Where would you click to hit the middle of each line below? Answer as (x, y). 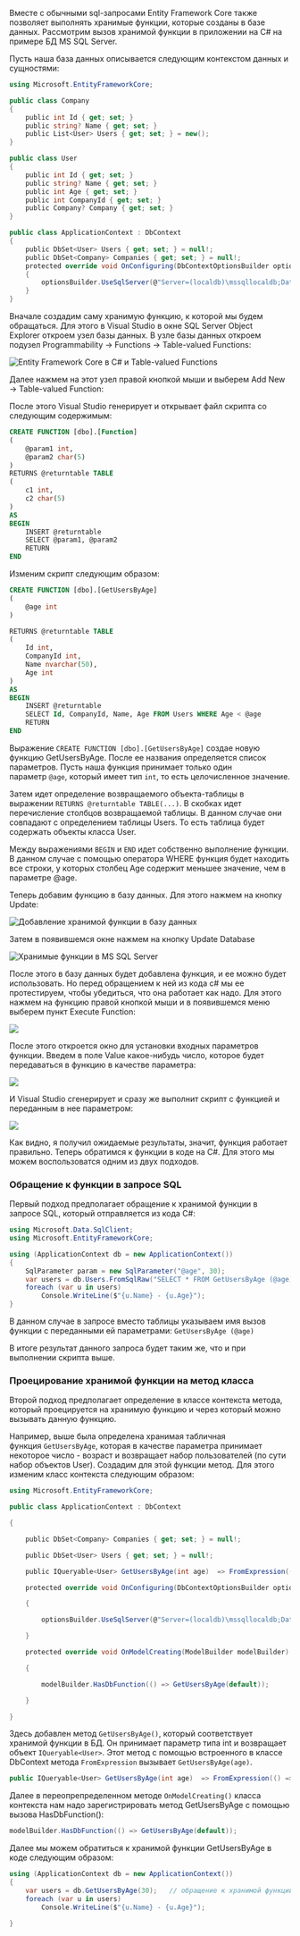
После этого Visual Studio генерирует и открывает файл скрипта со (138, 406)
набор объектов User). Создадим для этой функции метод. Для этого (142, 1465)
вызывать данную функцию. (63, 1419)
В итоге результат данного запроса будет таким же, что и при (128, 1348)
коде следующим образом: (62, 1857)
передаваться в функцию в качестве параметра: (103, 1065)
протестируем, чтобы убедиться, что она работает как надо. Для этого (146, 992)
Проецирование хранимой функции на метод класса (132, 1380)
